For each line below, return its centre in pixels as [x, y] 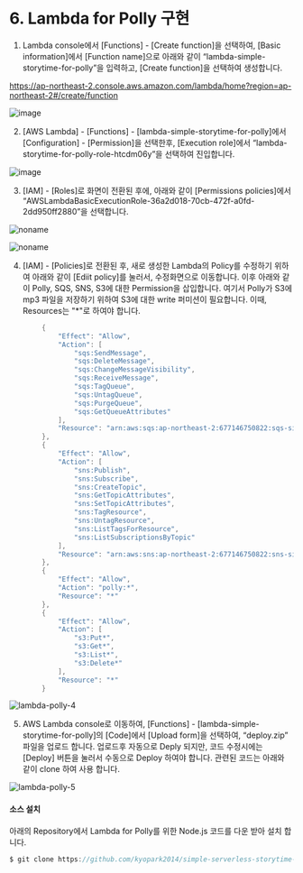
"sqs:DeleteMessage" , [114, 362]
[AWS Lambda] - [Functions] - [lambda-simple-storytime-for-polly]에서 [154, 131]
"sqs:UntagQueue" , [108, 395]
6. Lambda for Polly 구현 [100, 18]
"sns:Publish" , [102, 470]
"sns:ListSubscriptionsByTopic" [134, 538]
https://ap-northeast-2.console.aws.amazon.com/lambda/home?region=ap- [151, 86]
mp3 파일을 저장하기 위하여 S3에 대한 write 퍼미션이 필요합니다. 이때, [145, 299]
